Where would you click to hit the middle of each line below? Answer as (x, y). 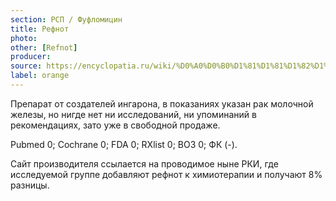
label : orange (40, 76)
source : (26, 66)
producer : (31, 57)
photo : (24, 38)
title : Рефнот (40, 29)
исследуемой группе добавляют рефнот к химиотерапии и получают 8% (166, 174)
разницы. (30, 185)
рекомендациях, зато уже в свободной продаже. (115, 125)
